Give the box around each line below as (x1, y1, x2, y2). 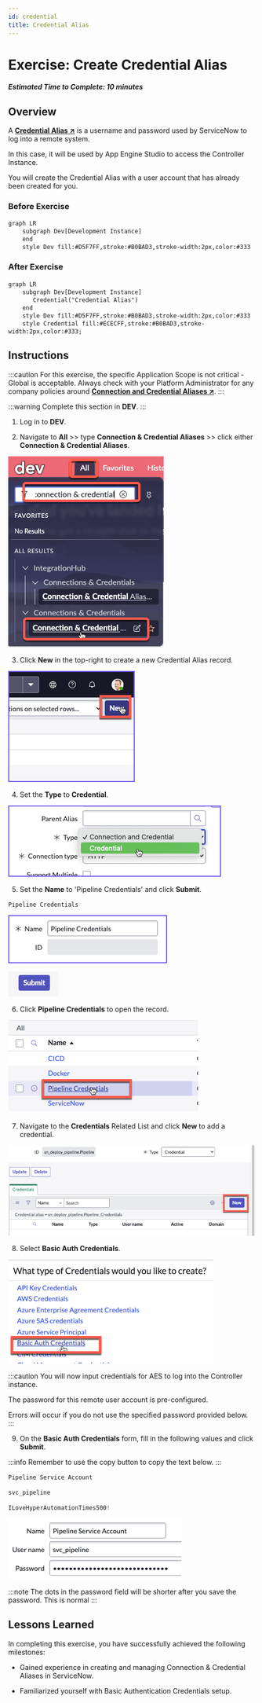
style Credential (22, 319, 79, 328)
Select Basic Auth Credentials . (19, 1244, 121, 1253)
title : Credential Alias (8, 20, 89, 29)
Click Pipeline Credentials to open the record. (19, 1004, 169, 1014)
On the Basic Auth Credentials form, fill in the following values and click (19, 1434, 253, 1444)
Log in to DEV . (19, 417, 67, 426)
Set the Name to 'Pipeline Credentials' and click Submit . (19, 884, 202, 894)
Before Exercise (8, 201, 70, 212)
